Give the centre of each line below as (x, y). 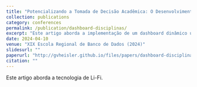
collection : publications (38, 17)
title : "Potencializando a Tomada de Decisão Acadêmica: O (80, 11)
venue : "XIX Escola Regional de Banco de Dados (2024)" (76, 45)
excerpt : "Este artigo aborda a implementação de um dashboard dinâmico (97, 34)
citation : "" (22, 61)
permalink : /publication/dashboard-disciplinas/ (67, 28)
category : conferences (34, 22)
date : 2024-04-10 (27, 39)
